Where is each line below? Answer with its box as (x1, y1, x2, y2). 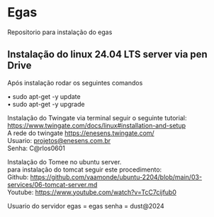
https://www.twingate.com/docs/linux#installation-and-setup (7, 121, 186, 129)
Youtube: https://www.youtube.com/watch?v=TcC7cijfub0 (7, 188, 177, 196)
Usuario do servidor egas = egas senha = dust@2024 (7, 201, 164, 210)
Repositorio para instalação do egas (7, 28, 113, 36)
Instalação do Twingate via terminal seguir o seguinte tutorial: (7, 113, 187, 122)
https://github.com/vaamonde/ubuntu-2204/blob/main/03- (30, 172, 203, 181)
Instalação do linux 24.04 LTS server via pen (7, 48, 208, 60)
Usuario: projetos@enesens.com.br (7, 136, 111, 144)
